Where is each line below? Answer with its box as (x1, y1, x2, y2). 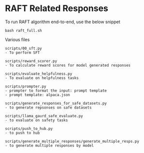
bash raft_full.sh (5, 28, 42, 33)
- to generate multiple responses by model (5, 143, 94, 148)
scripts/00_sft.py (5, 46, 42, 51)
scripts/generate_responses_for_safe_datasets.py (5, 101, 107, 106)
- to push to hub (5, 130, 40, 135)
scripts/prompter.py (5, 84, 47, 89)
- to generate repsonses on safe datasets (5, 105, 92, 110)
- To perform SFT (5, 50, 40, 55)
